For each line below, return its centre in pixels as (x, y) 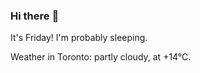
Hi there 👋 (35, 16)
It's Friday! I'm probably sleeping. (79, 38)
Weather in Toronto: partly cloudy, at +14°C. (101, 57)
